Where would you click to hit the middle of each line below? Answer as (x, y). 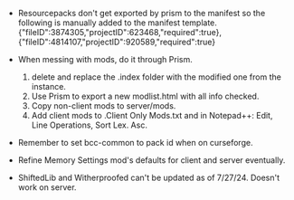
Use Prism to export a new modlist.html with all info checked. (145, 96)
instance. (48, 86)
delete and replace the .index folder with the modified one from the (156, 77)
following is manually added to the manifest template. (117, 23)
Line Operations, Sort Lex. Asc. (89, 125)
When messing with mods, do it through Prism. (105, 59)
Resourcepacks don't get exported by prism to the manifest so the (142, 13)
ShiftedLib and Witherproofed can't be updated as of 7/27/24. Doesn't (149, 177)
